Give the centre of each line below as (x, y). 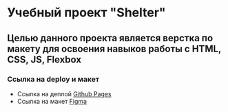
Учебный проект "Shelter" (87, 13)
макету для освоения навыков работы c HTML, (114, 48)
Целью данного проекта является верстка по (110, 38)
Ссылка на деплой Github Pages (64, 93)
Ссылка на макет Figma (52, 101)
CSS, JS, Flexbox (44, 59)
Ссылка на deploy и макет (53, 79)
